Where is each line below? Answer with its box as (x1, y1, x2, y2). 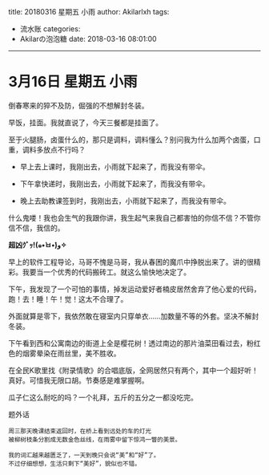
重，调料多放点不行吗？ (8, 144, 86, 154)
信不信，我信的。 (8, 223, 65, 233)
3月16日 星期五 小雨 (8, 73, 138, 91)
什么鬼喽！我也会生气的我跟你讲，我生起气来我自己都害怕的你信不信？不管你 (8, 213, 261, 222)
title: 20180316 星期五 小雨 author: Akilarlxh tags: (8, 7, 170, 16)
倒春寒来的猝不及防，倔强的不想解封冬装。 (8, 100, 149, 110)
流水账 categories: (19, 24, 81, 34)
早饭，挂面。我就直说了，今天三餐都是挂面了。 (8, 117, 163, 127)
